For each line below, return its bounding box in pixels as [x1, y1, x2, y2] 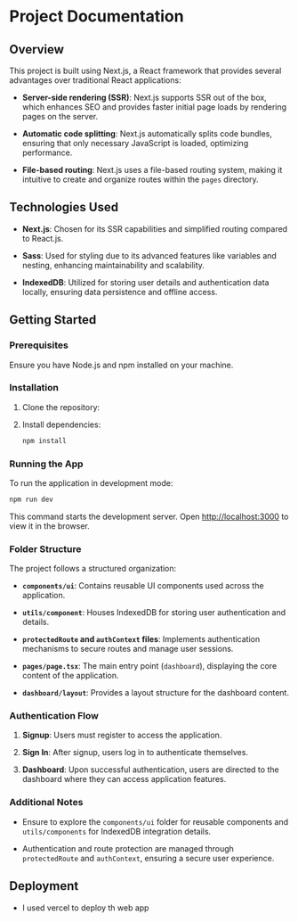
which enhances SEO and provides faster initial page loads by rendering [21, 102, 287, 112]
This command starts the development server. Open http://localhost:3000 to [9, 511, 289, 522]
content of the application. [21, 671, 119, 681]
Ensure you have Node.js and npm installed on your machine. [9, 359, 234, 370]
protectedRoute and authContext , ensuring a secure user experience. [21, 852, 275, 863]
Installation [9, 382, 60, 394]
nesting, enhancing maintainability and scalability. [21, 259, 205, 270]
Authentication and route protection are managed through [21, 843, 234, 853]
